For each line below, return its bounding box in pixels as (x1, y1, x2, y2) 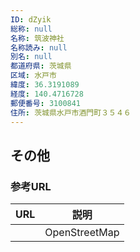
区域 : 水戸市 (10, 71, 57, 81)
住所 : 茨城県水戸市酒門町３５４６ (10, 107, 132, 118)
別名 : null (10, 52, 53, 62)
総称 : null (10, 24, 53, 34)
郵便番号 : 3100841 (10, 98, 82, 108)
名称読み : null (10, 42, 68, 53)
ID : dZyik (10, 14, 52, 25)
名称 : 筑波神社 (10, 33, 65, 43)
